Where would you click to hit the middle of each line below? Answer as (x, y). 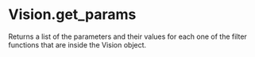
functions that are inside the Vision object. (77, 44)
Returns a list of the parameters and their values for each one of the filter (128, 36)
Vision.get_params (72, 15)
